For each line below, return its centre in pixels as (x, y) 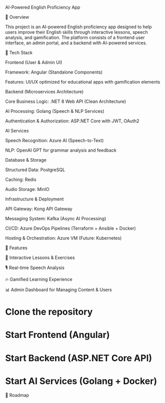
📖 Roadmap (17, 395)
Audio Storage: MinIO (27, 189)
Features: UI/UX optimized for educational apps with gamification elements (83, 82)
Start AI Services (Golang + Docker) (81, 381)
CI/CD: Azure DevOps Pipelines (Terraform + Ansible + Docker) (71, 228)
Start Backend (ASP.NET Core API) (79, 358)
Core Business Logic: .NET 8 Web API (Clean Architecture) (66, 101)
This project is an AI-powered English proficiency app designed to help (78, 27)
